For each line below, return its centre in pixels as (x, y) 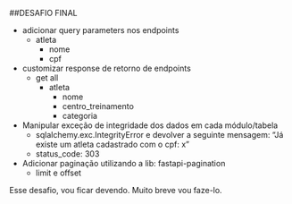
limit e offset (58, 173)
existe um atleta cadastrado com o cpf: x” (113, 144)
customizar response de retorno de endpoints (107, 68)
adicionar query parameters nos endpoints (100, 30)
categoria (80, 116)
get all (47, 78)
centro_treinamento (98, 106)
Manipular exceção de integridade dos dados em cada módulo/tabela (150, 125)
